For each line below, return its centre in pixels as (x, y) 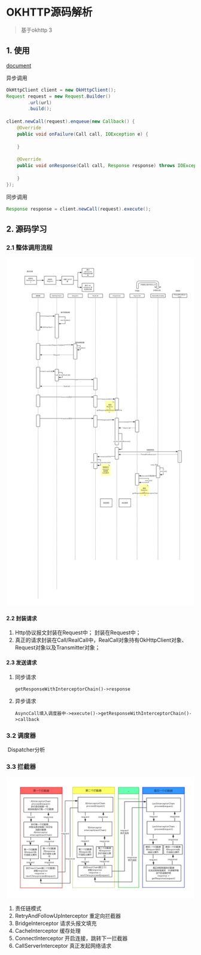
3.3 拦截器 (21, 766)
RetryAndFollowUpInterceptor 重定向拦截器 (68, 916)
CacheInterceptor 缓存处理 (48, 931)
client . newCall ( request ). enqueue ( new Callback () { (71, 122)
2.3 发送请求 (22, 663)
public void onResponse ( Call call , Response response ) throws (96, 166)
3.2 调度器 (21, 735)
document (19, 65)
